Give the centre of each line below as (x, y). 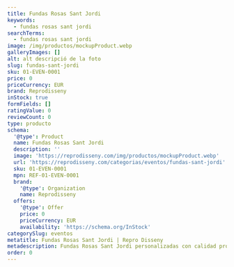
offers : (25, 201)
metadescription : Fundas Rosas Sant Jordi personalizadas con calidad (112, 246)
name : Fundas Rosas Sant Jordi (59, 143)
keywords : (22, 20)
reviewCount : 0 (29, 117)
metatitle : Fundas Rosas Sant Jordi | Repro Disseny (85, 240)
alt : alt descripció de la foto (54, 59)
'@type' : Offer (42, 208)
